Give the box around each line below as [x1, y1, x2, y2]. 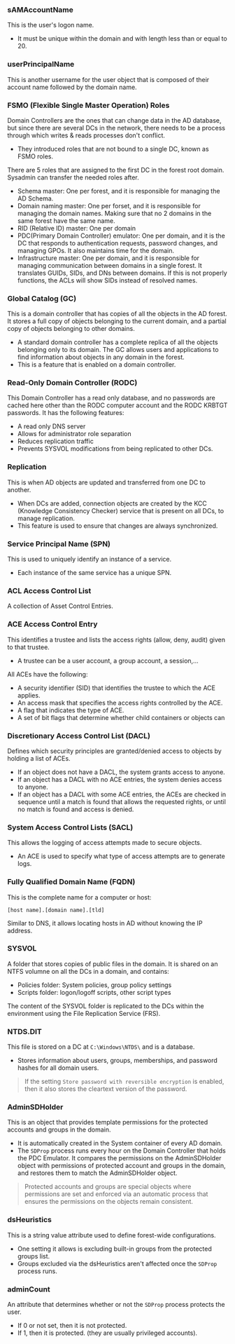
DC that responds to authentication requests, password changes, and [17, 238, 218, 247]
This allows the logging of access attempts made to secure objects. [7, 839, 202, 847]
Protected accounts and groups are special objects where [24, 1183, 192, 1191]
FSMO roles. [17, 152, 54, 161]
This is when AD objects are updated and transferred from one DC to [7, 478, 206, 487]
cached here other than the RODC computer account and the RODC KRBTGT [7, 401, 228, 409]
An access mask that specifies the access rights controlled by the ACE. [17, 698, 223, 707]
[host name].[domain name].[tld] [7, 907, 105, 914]
